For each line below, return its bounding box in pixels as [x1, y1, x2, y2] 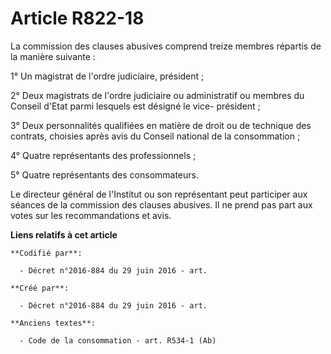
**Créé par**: [10, 283, 70, 293]
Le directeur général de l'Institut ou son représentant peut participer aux [10, 188, 308, 200]
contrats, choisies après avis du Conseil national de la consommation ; [10, 130, 301, 142]
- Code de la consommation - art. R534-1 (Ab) [19, 335, 217, 346]
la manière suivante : [10, 50, 96, 62]
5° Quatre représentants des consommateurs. [10, 168, 200, 181]
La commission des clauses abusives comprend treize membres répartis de [10, 40, 322, 52]
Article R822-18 [10, 7, 145, 30]
